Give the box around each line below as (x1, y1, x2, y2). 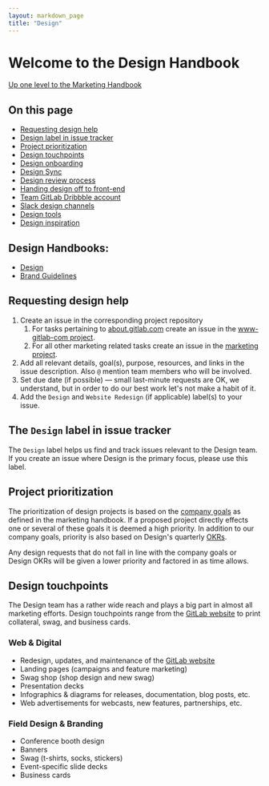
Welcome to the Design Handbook (8, 54, 240, 72)
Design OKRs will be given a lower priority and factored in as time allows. (8, 555, 250, 565)
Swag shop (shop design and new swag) (19, 672, 155, 682)
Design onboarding (19, 158, 84, 168)
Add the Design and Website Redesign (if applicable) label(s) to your (19, 391, 243, 401)
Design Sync (19, 167, 62, 177)
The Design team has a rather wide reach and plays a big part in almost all (8, 600, 253, 610)
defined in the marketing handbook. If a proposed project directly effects (8, 515, 249, 524)
